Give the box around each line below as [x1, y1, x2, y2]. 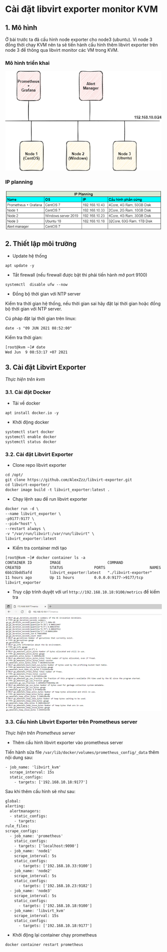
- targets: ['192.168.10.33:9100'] [18, 863, 92, 868]
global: [5, 799, 21, 804]
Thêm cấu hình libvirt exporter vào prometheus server [12, 739, 123, 745]
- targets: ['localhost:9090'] [14, 843, 79, 848]
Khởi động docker [12, 419, 49, 425]
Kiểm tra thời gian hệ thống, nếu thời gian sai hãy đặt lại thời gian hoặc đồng [5, 300, 161, 306]
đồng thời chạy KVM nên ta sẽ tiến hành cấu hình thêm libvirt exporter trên [5, 42, 158, 48]
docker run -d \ [5, 506, 39, 511]
